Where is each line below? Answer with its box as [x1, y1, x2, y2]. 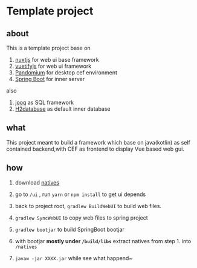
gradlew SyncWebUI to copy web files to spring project [15, 214, 148, 221]
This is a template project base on [6, 44, 91, 51]
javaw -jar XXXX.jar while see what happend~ [15, 254, 133, 261]
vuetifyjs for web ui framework [15, 62, 92, 70]
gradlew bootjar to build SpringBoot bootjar [15, 226, 125, 233]
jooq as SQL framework [15, 99, 74, 106]
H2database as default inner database [15, 105, 111, 113]
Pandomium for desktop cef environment [15, 69, 118, 76]
